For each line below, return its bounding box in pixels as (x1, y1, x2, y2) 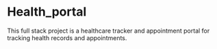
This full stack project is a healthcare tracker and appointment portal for (7, 27, 210, 35)
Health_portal (7, 4, 87, 20)
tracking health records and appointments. (7, 33, 127, 42)
